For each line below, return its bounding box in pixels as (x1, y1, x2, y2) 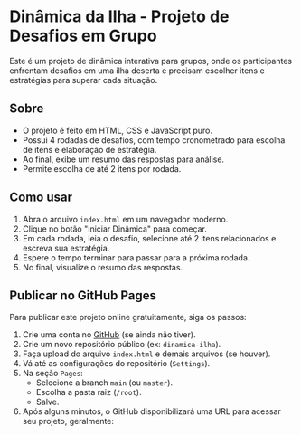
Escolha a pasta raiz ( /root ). (35, 387, 142, 398)
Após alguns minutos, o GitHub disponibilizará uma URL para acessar (22, 406, 282, 417)
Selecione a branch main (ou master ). (35, 377, 174, 388)
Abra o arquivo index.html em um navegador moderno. (22, 213, 229, 224)
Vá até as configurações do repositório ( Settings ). (22, 358, 211, 369)
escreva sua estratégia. (22, 242, 110, 253)
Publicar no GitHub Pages (9, 288, 156, 303)
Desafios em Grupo (9, 25, 157, 46)
